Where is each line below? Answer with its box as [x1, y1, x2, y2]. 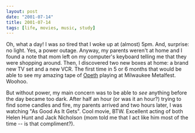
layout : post [6, 8, 38, 15]
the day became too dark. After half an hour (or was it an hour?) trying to [6, 96, 182, 103]
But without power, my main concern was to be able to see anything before [6, 89, 187, 96]
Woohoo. [6, 78, 28, 85]
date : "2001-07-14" [6, 14, 54, 20]
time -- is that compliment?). [6, 120, 75, 127]
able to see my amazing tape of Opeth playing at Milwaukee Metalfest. [6, 72, 176, 79]
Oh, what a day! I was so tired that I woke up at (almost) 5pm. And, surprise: [6, 41, 189, 48]
